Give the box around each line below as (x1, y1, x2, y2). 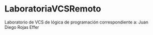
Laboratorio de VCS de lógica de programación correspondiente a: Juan (4, 19, 149, 25)
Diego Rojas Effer (4, 24, 39, 30)
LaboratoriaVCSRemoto (4, 3, 101, 14)
